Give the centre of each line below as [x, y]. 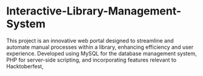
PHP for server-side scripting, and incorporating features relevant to [92, 60]
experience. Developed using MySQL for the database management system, [101, 53]
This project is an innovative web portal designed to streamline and [90, 40]
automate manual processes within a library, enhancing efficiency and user [100, 47]
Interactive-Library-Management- [94, 11]
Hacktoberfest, [25, 66]
